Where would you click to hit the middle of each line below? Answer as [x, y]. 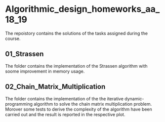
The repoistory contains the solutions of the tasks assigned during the [77, 33]
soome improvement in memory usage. [45, 71]
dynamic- [134, 99]
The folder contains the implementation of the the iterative [64, 99]
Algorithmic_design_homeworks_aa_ [82, 9]
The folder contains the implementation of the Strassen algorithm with [76, 66]
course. [13, 39]
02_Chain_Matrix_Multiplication [55, 87]
